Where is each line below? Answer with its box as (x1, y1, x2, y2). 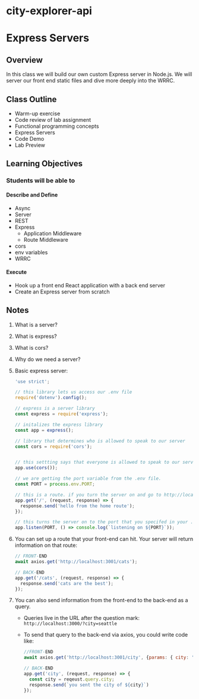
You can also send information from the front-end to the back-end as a (14, 597, 188, 604)
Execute (6, 268, 27, 276)
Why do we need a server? (14, 355, 81, 363)
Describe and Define (6, 191, 58, 198)
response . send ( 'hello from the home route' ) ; (20, 503, 135, 509)
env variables (14, 248, 48, 256)
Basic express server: (14, 367, 68, 374)
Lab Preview (14, 141, 46, 148)
